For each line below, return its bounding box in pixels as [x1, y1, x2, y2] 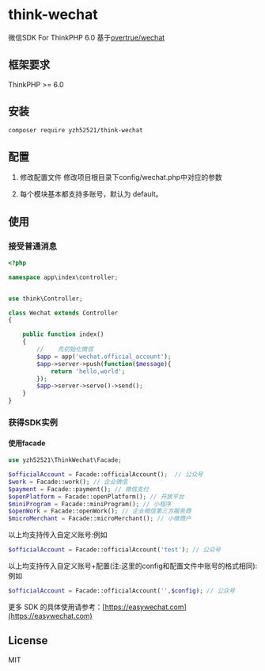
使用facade [8, 438, 46, 448]
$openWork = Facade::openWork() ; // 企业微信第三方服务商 [8, 507, 191, 516]
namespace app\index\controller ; [8, 273, 119, 281]
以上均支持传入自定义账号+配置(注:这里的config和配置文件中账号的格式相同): [8, 561, 258, 571]
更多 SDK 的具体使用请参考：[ [8, 602, 105, 612]
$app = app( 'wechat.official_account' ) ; [36, 353, 172, 360]
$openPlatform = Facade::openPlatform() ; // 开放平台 [8, 493, 184, 501]
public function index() [22, 330, 104, 338]
